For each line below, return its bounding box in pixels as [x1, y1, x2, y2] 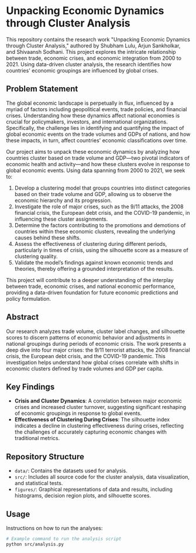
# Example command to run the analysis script [6, 536, 122, 542]
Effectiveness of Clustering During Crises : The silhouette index [14, 416, 170, 423]
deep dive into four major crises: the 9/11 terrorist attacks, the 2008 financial [6, 346, 190, 353]
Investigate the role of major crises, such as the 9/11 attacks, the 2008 [14, 203, 184, 210]
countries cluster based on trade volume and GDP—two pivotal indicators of [6, 154, 190, 162]
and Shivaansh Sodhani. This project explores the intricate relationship [6, 48, 177, 55]
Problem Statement [6, 84, 78, 94]
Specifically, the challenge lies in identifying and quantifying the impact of [6, 124, 184, 131]
